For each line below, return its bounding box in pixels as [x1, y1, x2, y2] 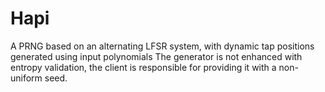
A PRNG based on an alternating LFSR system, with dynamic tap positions [10, 40, 315, 52]
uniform [10, 72, 43, 84]
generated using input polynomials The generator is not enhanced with [10, 50, 303, 62]
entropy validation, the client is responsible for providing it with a [10, 61, 277, 73]
